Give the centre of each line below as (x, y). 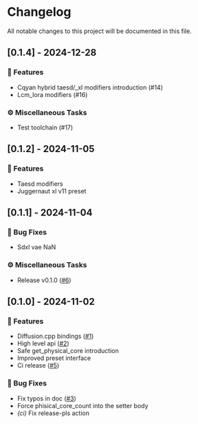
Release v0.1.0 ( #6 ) (44, 280)
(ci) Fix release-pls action (53, 413)
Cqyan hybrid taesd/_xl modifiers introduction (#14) (90, 87)
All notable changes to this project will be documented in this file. (100, 31)
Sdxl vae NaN (36, 247)
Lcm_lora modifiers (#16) (52, 94)
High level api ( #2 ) (43, 343)
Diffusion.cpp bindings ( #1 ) (55, 336)
